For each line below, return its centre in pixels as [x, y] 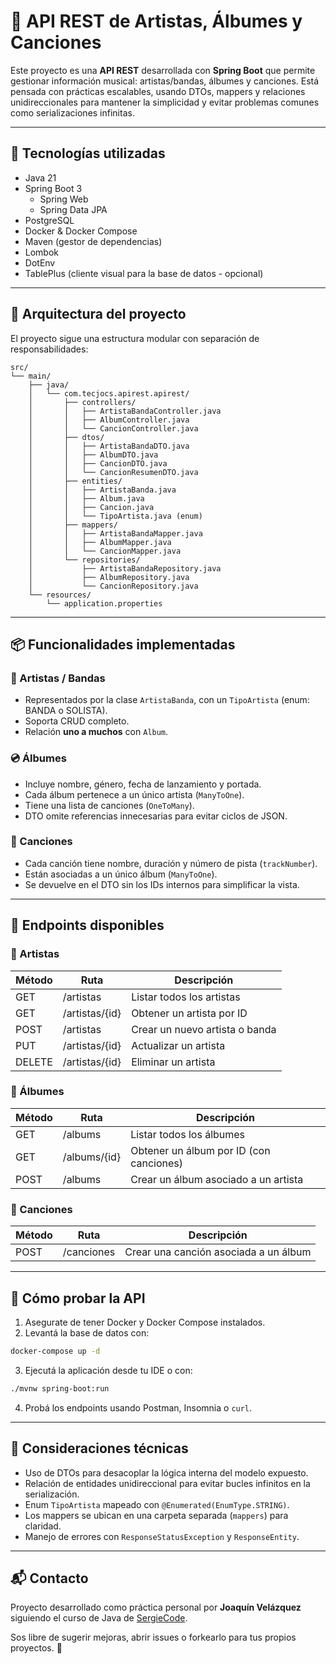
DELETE [34, 1062]
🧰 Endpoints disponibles [87, 925]
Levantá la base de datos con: [87, 1332]
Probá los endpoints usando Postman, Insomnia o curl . [138, 1407]
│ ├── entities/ [75, 481]
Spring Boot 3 [53, 188]
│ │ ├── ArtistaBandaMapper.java [115, 533]
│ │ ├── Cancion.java [91, 507]
